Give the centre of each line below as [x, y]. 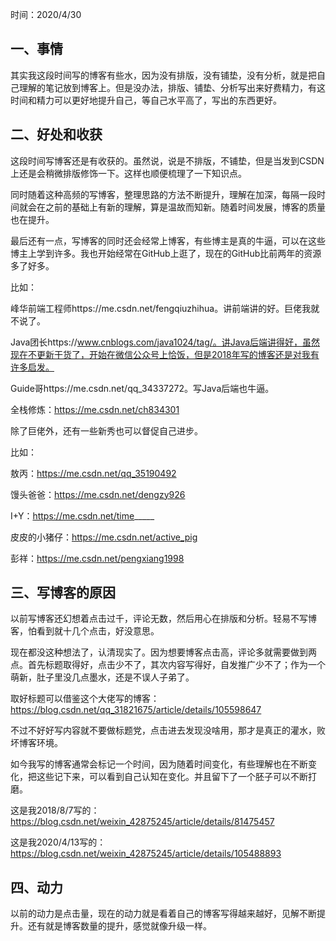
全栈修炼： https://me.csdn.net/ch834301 [95, 409]
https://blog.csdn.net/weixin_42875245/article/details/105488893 [146, 854]
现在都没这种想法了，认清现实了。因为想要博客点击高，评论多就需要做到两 [163, 652]
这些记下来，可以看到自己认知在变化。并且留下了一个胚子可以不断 [172, 777]
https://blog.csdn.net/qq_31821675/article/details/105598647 [136, 710]
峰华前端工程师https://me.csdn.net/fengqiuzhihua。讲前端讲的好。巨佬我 [161, 308]
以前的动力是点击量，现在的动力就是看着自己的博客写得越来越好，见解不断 [163, 914]
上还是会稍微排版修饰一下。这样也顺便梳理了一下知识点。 [128, 173]
